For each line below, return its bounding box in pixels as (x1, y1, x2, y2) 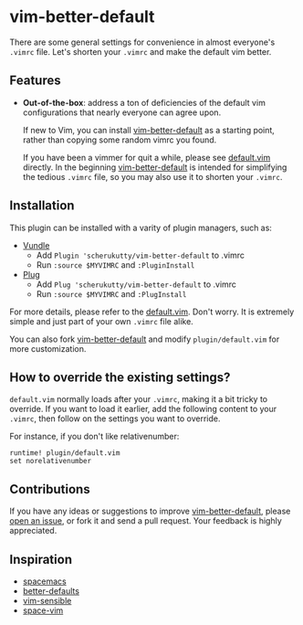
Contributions (9, 482, 90, 497)
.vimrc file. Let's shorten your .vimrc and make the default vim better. (9, 46, 272, 57)
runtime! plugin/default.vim (9, 449, 120, 458)
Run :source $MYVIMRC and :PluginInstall (36, 259, 195, 270)
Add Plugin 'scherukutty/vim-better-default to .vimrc (36, 249, 245, 260)
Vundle (22, 239, 50, 250)
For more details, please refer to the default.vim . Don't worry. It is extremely (9, 306, 295, 317)
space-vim (22, 605, 64, 616)
